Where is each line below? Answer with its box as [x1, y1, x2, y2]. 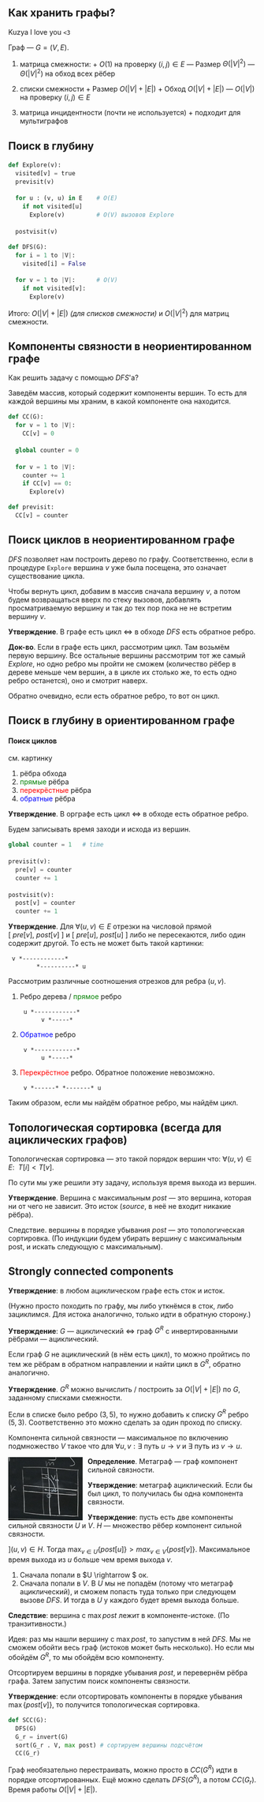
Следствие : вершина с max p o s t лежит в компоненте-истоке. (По [8, 1611, 230, 1620]
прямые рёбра [19, 777, 69, 786]
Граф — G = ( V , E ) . [8, 43, 69, 52]
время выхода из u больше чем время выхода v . [8, 1555, 173, 1564]
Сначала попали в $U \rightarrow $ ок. [19, 1571, 149, 1580]
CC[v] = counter [15, 512, 69, 520]
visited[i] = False [22, 260, 87, 268]
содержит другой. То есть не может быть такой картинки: [8, 939, 204, 948]
